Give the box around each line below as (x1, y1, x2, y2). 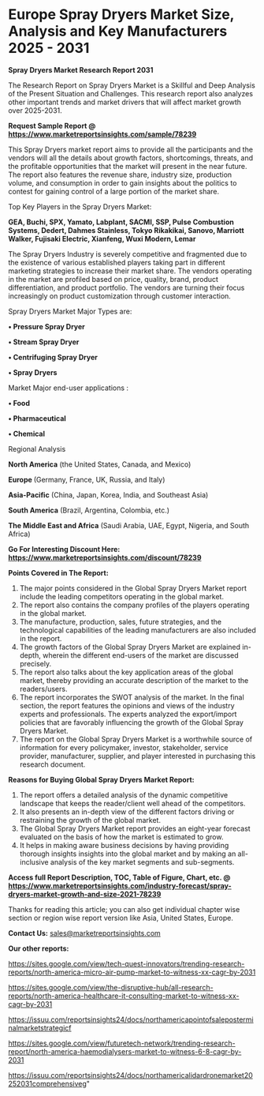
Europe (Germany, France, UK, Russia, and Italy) (8, 475, 165, 484)
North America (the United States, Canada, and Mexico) (8, 460, 191, 469)
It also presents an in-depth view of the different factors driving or (19, 807, 235, 816)
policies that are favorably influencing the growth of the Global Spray (19, 717, 244, 727)
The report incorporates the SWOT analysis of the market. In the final (19, 693, 244, 702)
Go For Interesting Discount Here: (8, 544, 121, 554)
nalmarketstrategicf (8, 1023, 72, 1032)
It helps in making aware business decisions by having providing (19, 840, 229, 850)
